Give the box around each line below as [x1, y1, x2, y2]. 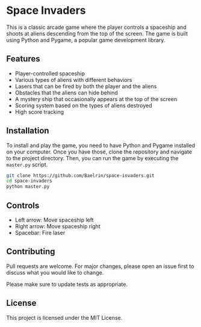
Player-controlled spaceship [14, 70, 85, 77]
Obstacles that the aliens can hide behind [14, 89, 119, 96]
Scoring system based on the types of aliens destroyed [14, 102, 152, 109]
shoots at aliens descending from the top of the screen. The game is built [6, 30, 188, 37]
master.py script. [6, 161, 48, 168]
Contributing [6, 246, 55, 257]
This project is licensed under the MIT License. [6, 314, 123, 321]
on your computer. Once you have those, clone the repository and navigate [6, 148, 193, 155]
